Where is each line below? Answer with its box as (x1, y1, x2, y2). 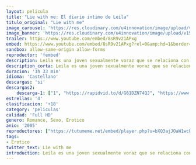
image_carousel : (6, 25, 45, 31)
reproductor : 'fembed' (6, 52, 61, 58)
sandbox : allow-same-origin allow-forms (6, 47, 106, 53)
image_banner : (6, 30, 41, 36)
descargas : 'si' (6, 80, 45, 85)
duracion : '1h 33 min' (6, 68, 61, 74)
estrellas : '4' (6, 95, 43, 101)
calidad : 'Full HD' (6, 112, 54, 118)
